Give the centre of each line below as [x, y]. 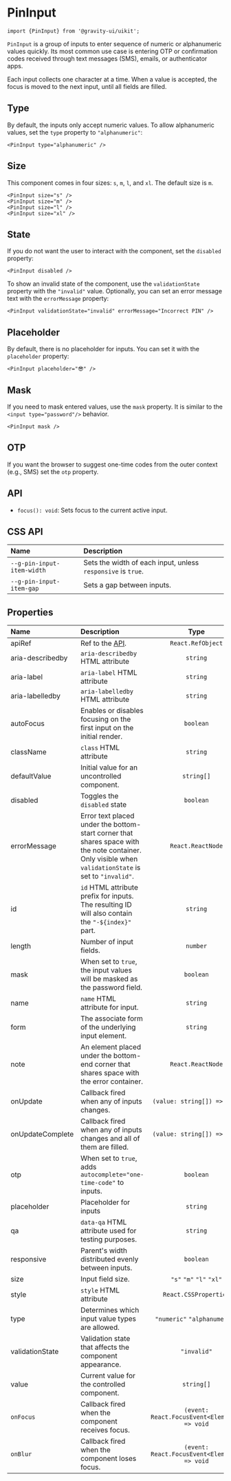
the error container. [111, 1081]
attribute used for [108, 1231]
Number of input [107, 942]
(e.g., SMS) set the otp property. [53, 471]
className [29, 752]
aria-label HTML [109, 673]
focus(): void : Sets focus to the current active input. [92, 510]
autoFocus [27, 724]
